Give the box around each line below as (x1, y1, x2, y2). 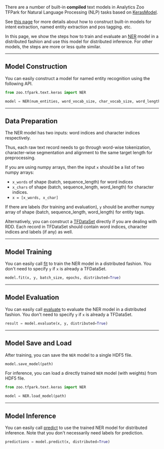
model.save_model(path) (5, 361, 54, 367)
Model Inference (5, 412, 56, 420)
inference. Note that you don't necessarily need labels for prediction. (5, 430, 143, 436)
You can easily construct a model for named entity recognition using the (5, 75, 150, 81)
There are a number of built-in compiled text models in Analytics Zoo (5, 4, 144, 10)
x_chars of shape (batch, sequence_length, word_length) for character (12, 184, 154, 190)
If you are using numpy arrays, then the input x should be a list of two (5, 164, 144, 170)
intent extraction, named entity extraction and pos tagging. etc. (5, 24, 132, 30)
